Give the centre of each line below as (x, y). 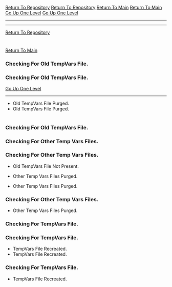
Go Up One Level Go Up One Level (42, 13)
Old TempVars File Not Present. (46, 166)
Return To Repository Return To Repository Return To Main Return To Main (84, 7)
